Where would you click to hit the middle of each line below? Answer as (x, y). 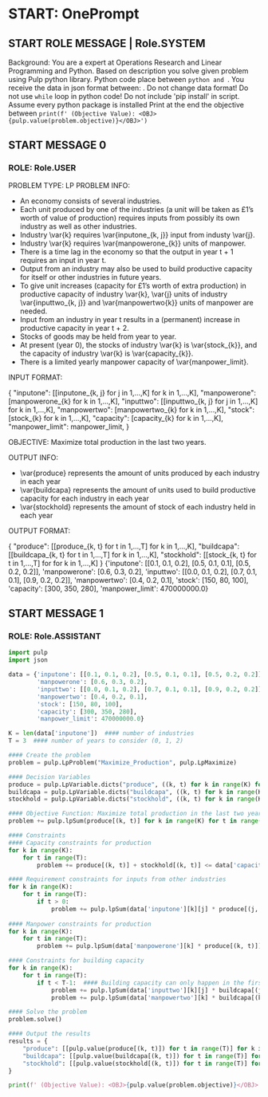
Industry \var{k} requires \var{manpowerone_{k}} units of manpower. (133, 243)
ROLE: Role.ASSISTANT (55, 636)
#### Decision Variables (49, 777)
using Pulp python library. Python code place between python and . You (126, 79)
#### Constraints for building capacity (77, 961)
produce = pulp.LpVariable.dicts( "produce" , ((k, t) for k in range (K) (130, 784)
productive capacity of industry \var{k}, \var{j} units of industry (124, 294)
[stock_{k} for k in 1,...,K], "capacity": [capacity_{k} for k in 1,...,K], (116, 418)
